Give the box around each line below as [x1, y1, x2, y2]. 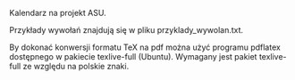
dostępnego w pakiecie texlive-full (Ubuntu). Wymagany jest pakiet [9, 52, 257, 61]
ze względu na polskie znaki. [22, 61, 130, 71]
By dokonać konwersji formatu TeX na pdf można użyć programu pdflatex [9, 42, 282, 52]
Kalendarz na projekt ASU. [9, 8, 106, 18]
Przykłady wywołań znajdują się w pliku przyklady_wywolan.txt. [9, 25, 244, 35]
